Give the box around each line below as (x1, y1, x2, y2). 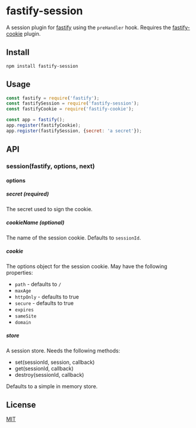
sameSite (14, 313, 37, 319)
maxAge (14, 288, 31, 294)
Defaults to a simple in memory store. (6, 382, 98, 390)
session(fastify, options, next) (6, 162, 95, 171)
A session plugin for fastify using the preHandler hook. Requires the (6, 24, 171, 31)
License (6, 399, 36, 410)
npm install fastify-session (6, 63, 78, 69)
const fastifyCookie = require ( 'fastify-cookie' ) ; (6, 106, 134, 112)
